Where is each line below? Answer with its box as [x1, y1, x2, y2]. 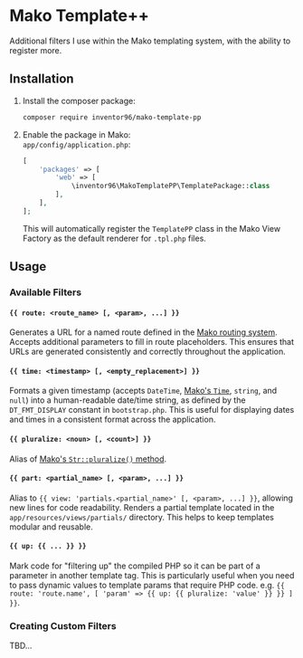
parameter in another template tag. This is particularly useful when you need [9, 570, 295, 581]
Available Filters [9, 286, 82, 299]
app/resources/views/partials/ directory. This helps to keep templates [9, 511, 274, 522]
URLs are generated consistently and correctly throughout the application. [9, 346, 287, 358]
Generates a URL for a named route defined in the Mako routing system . [9, 327, 278, 338]
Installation [9, 72, 74, 87]
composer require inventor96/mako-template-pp [22, 112, 202, 122]
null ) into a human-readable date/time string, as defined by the [9, 395, 246, 405]
